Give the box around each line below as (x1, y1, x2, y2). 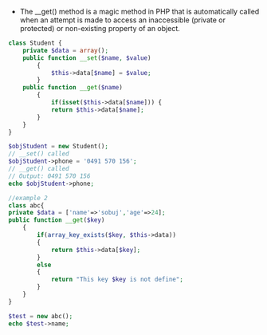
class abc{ (8, 201, 45, 210)
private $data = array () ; (22, 46, 109, 54)
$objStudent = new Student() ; (8, 143, 109, 151)
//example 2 (8, 194, 48, 202)
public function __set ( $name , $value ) (22, 53, 151, 62)
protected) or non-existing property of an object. (19, 24, 181, 33)
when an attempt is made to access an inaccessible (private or (19, 15, 226, 25)
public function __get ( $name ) (22, 84, 124, 92)
